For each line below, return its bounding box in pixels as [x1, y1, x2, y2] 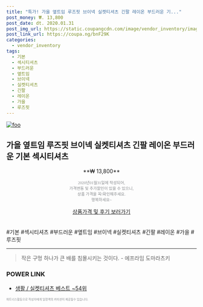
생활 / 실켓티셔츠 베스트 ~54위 [14, 285, 87, 292]
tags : [6, 48, 20, 54]
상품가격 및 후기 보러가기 [72, 208, 131, 215]
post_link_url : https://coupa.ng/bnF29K [6, 31, 110, 37]
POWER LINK [6, 270, 45, 279]
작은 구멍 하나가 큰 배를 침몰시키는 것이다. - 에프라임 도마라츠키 [21, 254, 170, 262]
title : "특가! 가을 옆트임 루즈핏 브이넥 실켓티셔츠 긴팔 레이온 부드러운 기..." [6, 8, 182, 15]
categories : [6, 37, 36, 43]
